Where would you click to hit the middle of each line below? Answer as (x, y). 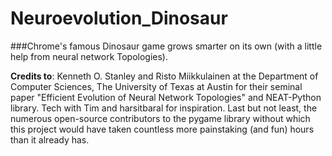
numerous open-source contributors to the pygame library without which (160, 118)
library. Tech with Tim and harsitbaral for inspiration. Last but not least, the (164, 108)
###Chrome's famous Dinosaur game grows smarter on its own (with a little (166, 46)
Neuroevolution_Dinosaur (119, 18)
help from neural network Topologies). (89, 56)
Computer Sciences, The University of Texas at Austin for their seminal (156, 86)
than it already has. (50, 139)
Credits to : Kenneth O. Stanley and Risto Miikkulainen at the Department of (164, 76)
